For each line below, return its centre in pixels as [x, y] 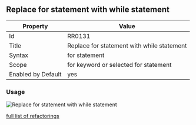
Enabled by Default [35, 74]
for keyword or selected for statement [119, 65]
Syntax [19, 55]
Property [35, 26]
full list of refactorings [33, 116]
